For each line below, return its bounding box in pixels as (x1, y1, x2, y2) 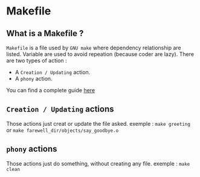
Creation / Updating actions (6, 104, 114, 114)
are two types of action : (6, 57, 68, 64)
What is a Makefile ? (6, 28, 84, 39)
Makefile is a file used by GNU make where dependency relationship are (6, 44, 181, 51)
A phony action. (15, 75, 53, 82)
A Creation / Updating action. (15, 69, 91, 76)
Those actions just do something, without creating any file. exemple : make (6, 160, 190, 167)
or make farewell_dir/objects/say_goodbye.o (6, 126, 119, 134)
